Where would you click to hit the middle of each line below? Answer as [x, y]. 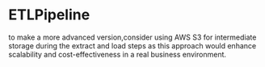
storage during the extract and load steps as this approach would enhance [132, 45]
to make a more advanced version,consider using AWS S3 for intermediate [132, 37]
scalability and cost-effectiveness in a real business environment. [118, 54]
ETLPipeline [49, 15]
